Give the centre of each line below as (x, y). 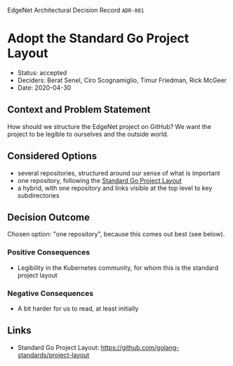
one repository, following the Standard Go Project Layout (100, 180)
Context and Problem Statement (79, 110)
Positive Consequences (48, 252)
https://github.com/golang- (140, 347)
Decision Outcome (48, 217)
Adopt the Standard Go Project (98, 39)
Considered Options (52, 156)
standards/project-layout (53, 355)
